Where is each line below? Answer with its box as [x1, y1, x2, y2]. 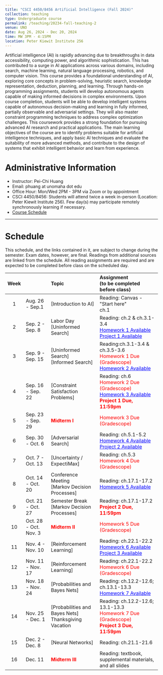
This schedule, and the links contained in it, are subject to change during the [5, 247, 158, 253]
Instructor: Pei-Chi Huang [12, 178, 64, 184]
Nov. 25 [26, 610, 44, 617]
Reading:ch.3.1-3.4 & [99, 340, 149, 347]
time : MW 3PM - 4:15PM [5, 35, 51, 39]
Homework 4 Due [99, 457, 140, 464]
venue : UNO [5, 25, 27, 30]
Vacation [50, 622, 71, 629]
